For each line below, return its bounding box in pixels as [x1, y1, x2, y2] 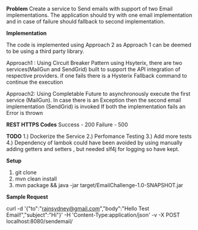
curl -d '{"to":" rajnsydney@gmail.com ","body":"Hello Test [6, 205, 149, 212]
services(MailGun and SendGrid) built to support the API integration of [6, 66, 181, 73]
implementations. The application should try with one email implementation [6, 11, 193, 19]
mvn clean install [14, 175, 57, 182]
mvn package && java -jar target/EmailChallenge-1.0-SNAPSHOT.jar [14, 182, 184, 188]
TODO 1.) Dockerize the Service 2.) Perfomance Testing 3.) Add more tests [6, 132, 192, 140]
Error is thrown [6, 110, 43, 116]
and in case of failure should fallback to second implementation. [6, 18, 166, 25]
